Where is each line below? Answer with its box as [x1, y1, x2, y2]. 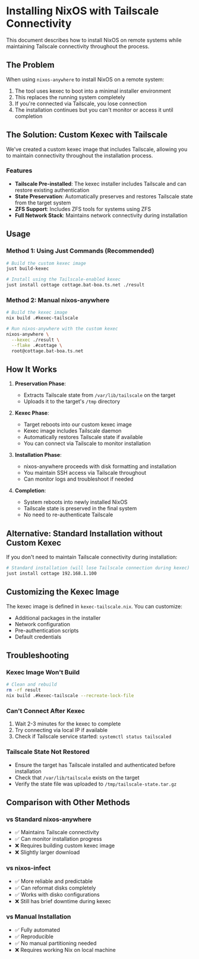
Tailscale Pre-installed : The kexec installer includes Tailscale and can [14, 180, 187, 187]
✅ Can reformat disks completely [14, 884, 96, 891]
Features [6, 166, 33, 175]
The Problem [6, 60, 55, 70]
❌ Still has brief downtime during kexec [14, 897, 112, 904]
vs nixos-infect [6, 864, 51, 872]
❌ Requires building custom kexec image [14, 842, 115, 849]
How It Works [6, 364, 58, 374]
